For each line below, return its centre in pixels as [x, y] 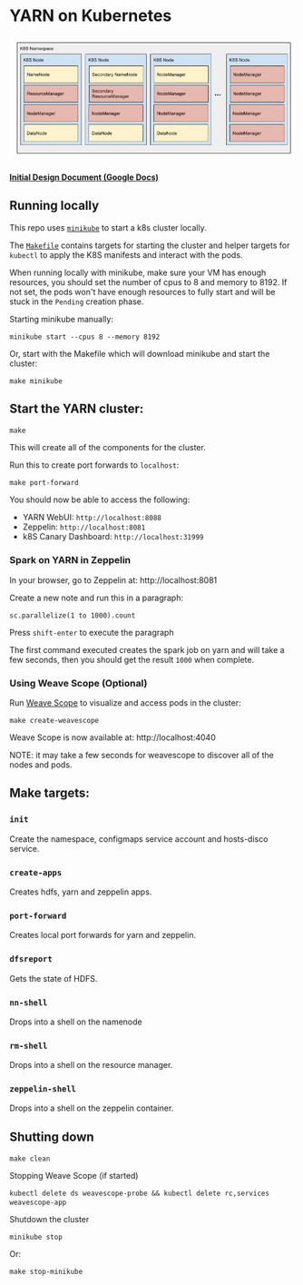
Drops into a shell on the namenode [76, 1022]
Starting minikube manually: [61, 319]
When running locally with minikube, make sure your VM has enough [138, 272]
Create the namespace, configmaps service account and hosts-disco [139, 839]
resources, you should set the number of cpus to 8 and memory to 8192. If [148, 282]
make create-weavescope [54, 721]
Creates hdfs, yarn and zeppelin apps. [81, 892]
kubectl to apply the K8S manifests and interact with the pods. [126, 254]
